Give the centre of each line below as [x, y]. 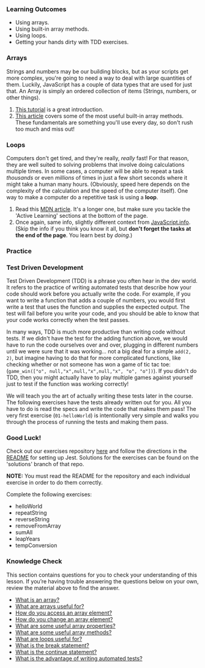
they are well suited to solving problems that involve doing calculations [95, 164]
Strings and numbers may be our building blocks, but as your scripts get [97, 71]
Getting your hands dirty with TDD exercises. [72, 42]
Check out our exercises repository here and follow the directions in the [97, 451]
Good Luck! [24, 438]
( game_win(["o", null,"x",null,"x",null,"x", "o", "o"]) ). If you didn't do [102, 371]
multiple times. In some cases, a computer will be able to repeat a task [95, 171]
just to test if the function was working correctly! [68, 384]
